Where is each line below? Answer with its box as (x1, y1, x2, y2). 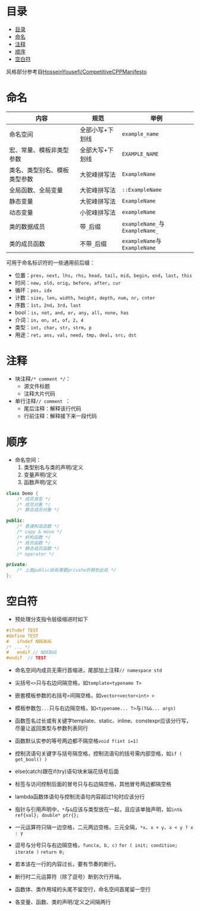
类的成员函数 (9, 239, 46, 248)
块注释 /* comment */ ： (14, 375, 71, 382)
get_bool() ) (14, 757, 48, 763)
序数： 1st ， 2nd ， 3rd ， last (14, 301, 82, 308)
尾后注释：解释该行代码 (23, 405, 82, 412)
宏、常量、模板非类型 (9, 146, 70, 154)
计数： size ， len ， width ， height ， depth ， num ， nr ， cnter (14, 294, 156, 301)
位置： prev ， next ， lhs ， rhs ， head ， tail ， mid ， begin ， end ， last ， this (14, 272, 192, 279)
